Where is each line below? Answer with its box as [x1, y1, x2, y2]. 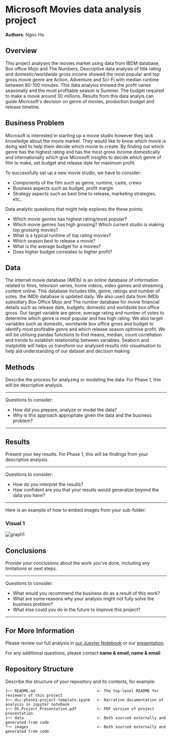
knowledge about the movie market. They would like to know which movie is [5, 138, 166, 144]
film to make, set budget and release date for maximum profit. [5, 159, 136, 165]
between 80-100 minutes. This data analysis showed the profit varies [5, 82, 151, 88]
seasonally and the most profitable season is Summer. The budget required [5, 87, 164, 94]
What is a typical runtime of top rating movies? [12, 232, 112, 238]
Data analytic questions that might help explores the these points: [5, 206, 144, 212]
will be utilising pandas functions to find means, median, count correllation [5, 331, 162, 338]
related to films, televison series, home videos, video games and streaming [5, 283, 163, 289]
